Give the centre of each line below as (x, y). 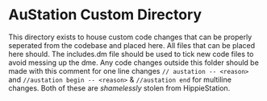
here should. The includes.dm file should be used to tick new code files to (131, 54)
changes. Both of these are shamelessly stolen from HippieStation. (119, 88)
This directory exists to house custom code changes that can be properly (130, 37)
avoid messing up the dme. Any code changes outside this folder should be (134, 63)
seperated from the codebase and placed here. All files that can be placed (132, 45)
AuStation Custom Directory (105, 15)
